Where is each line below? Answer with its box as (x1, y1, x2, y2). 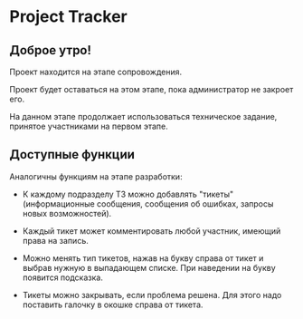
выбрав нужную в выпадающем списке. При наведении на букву (22, 262, 276, 273)
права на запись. (22, 235, 89, 246)
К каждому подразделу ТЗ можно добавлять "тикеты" (22, 188, 234, 199)
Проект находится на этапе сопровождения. (9, 66, 183, 77)
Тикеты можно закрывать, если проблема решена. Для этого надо (22, 289, 282, 300)
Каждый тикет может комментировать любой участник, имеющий (22, 225, 281, 237)
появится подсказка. (22, 272, 104, 283)
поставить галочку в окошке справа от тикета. (22, 299, 204, 310)
